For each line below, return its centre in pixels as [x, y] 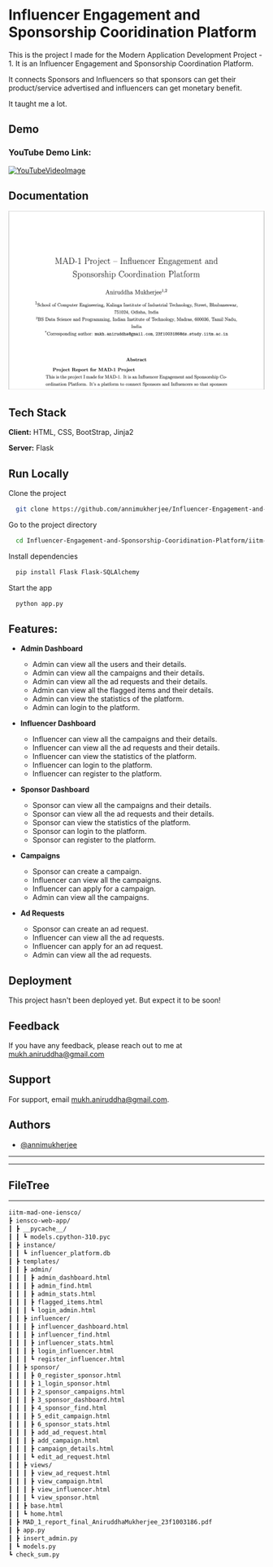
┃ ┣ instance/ [32, 1245]
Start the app [30, 587]
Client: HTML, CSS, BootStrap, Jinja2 [71, 432]
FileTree [29, 1185]
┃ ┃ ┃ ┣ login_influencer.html [61, 1351]
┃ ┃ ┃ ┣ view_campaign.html [56, 1481]
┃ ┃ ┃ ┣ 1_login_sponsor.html [60, 1384]
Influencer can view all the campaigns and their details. [125, 740]
